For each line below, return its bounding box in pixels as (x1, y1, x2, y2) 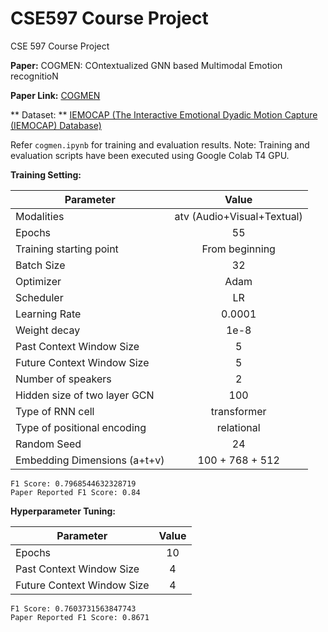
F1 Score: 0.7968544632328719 (10, 478, 137, 489)
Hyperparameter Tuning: (10, 505, 116, 517)
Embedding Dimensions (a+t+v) (15, 453, 165, 467)
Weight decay (15, 323, 81, 337)
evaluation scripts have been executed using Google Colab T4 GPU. (10, 149, 290, 161)
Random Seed (15, 437, 82, 451)
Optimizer (15, 274, 62, 288)
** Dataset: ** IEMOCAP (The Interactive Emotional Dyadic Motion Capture (10, 108, 318, 121)
